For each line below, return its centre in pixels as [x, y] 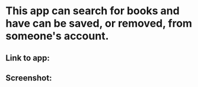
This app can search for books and [93, 11]
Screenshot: [29, 78]
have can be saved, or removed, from [99, 23]
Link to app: [28, 58]
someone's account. [57, 36]
